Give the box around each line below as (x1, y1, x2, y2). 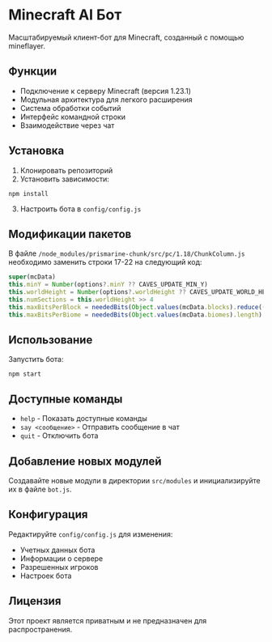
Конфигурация (8, 508, 88, 521)
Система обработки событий (19, 103, 121, 113)
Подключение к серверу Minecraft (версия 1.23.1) (19, 86, 192, 96)
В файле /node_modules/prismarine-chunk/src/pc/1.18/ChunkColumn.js (8, 249, 245, 258)
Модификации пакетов (8, 227, 132, 240)
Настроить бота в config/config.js (19, 204, 142, 214)
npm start (8, 370, 42, 378)
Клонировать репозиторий (19, 165, 113, 175)
